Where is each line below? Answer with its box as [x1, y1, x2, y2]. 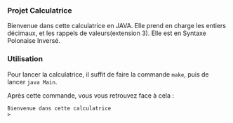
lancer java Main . [7, 77, 58, 86]
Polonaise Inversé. [7, 37, 61, 45]
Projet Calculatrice [7, 6, 72, 15]
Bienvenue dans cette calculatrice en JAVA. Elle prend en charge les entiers [7, 22, 227, 30]
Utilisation [7, 54, 44, 64]
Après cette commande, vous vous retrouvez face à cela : [7, 91, 174, 100]
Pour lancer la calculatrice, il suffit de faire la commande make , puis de [7, 70, 209, 79]
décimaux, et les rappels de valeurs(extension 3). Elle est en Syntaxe [7, 29, 207, 37]
